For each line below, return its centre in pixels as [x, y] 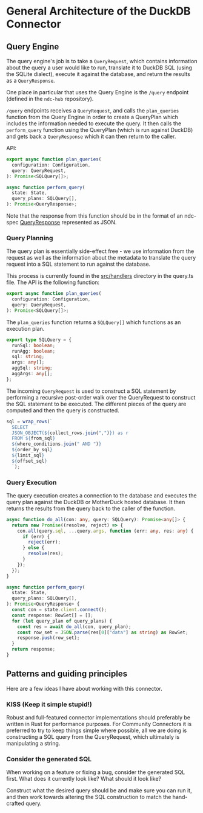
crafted [15, 803]
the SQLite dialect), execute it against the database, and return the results [98, 74]
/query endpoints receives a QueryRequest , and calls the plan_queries [93, 110]
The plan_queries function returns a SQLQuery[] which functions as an [94, 322]
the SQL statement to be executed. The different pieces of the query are [96, 404]
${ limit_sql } [28, 455]
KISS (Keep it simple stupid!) [49, 704]
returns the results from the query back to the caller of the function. [91, 508]
